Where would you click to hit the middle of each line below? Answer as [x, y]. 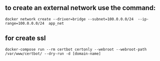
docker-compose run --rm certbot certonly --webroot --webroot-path [76, 49]
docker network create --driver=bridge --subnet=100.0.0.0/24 [69, 19]
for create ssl [26, 38]
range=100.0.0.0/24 [25, 23]
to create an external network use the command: [80, 8]
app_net [56, 23]
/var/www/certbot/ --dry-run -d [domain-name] [53, 53]
